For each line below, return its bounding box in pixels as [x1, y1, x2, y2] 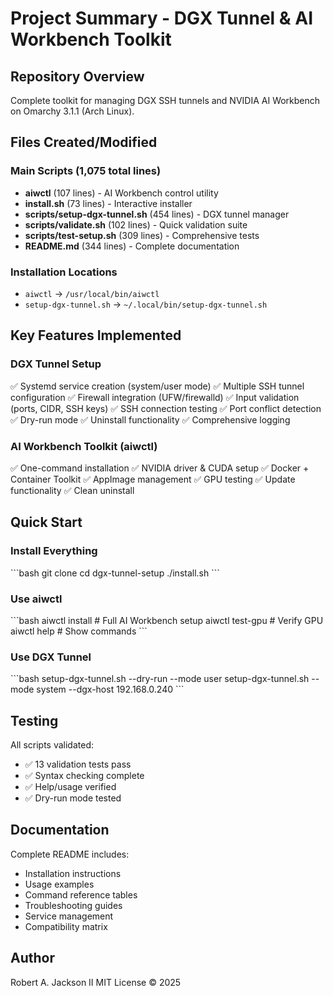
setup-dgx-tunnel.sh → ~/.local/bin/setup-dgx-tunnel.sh [24, 298, 268, 310]
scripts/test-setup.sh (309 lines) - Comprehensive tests [24, 229, 260, 241]
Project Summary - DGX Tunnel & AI [10, 7, 313, 30]
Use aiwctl [10, 592, 63, 606]
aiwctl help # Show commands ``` [10, 625, 148, 637]
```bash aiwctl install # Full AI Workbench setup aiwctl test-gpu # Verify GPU [10, 614, 324, 626]
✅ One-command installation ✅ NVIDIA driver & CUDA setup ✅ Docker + [10, 462, 310, 474]
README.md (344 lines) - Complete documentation [24, 240, 240, 252]
